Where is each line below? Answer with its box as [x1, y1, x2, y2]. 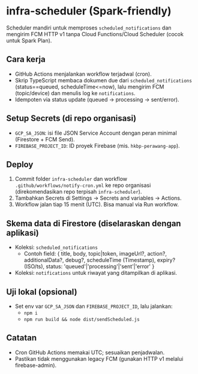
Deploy [6, 159, 34, 170]
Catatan [6, 333, 37, 343]
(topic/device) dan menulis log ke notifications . [14, 89, 136, 97]
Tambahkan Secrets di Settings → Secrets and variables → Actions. [14, 194, 182, 202]
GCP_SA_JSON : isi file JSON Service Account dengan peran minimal [14, 129, 177, 136]
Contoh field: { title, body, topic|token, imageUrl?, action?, [23, 250, 167, 257]
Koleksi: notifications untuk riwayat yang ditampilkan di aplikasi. [14, 269, 177, 277]
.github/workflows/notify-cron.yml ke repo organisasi [14, 182, 151, 189]
